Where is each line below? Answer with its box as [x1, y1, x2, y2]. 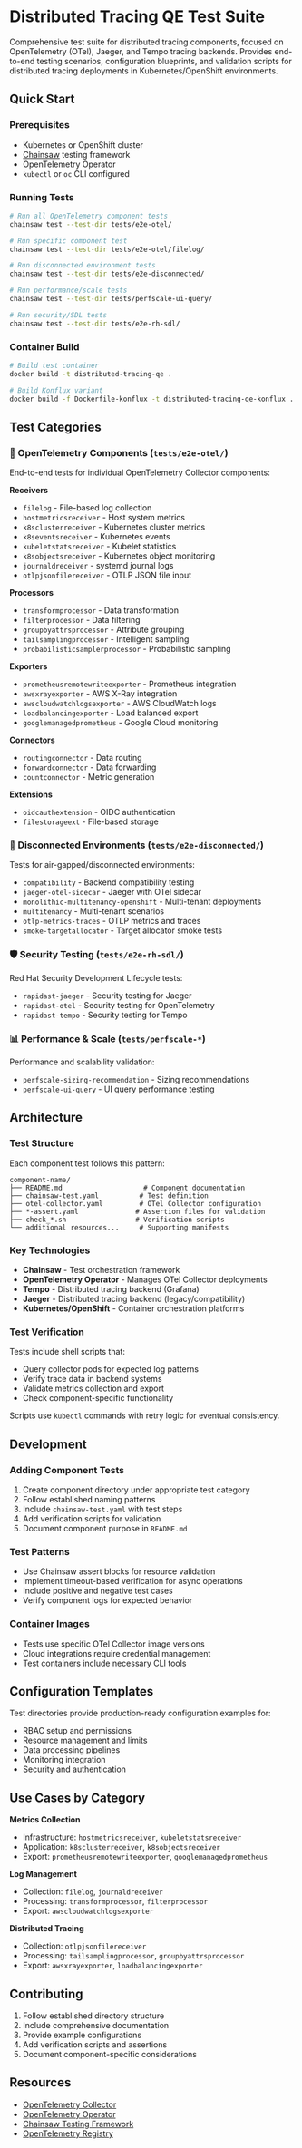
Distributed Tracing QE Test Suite [9, 6, 266, 27]
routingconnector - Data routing [22, 753, 142, 763]
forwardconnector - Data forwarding [22, 762, 157, 773]
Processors [9, 588, 54, 598]
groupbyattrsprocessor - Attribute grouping [22, 624, 185, 636]
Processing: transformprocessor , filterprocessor [22, 1896, 209, 1907]
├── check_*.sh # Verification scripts [9, 1215, 225, 1224]
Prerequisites [9, 119, 70, 131]
